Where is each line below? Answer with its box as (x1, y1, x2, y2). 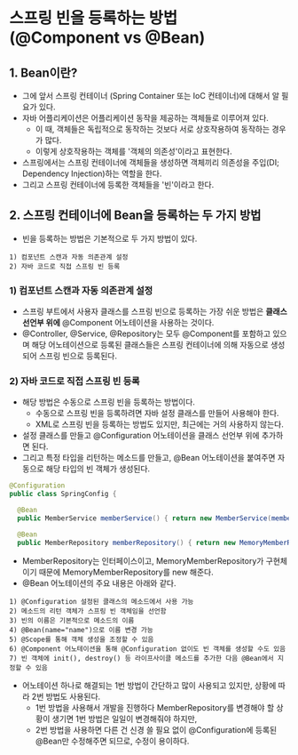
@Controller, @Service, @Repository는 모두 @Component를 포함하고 (21, 328, 271, 339)
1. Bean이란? (9, 65, 78, 80)
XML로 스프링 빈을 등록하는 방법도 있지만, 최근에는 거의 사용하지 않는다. (35, 419, 284, 430)
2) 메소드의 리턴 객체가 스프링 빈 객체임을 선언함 (9, 606, 167, 615)
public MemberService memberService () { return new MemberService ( (17, 514, 272, 523)
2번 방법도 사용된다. (31, 691, 101, 702)
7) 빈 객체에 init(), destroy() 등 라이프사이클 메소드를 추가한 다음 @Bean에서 (9, 654, 274, 663)
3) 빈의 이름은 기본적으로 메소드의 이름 (9, 615, 135, 625)
